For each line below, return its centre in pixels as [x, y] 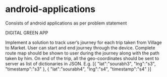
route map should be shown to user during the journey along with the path [82, 53]
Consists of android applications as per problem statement [66, 23]
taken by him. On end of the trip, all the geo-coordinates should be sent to [82, 58]
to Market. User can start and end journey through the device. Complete [80, 47]
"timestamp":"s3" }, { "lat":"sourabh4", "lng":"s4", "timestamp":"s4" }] [78, 69]
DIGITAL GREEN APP [27, 32]
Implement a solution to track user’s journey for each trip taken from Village [84, 42]
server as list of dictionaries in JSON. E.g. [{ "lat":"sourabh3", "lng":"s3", [80, 63]
